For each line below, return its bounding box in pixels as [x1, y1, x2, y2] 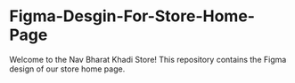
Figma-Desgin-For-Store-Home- [9, 6, 256, 26]
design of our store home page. [9, 64, 126, 74]
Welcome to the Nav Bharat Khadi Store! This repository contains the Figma [9, 54, 287, 64]
